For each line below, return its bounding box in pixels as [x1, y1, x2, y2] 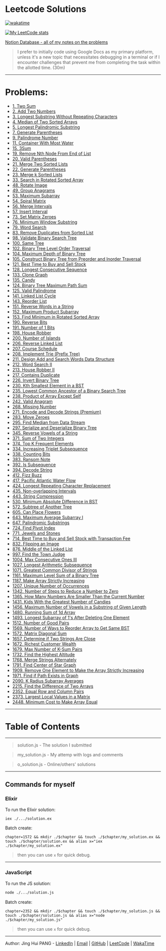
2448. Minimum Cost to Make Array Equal [12, 699, 98, 705]
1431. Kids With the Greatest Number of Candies [12, 599, 111, 605]
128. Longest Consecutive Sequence [12, 267, 87, 272]
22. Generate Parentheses [12, 166, 66, 172]
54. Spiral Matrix [12, 198, 46, 204]
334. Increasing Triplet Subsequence [12, 446, 88, 452]
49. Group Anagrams [12, 187, 55, 193]
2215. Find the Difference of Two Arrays [12, 683, 94, 689]
